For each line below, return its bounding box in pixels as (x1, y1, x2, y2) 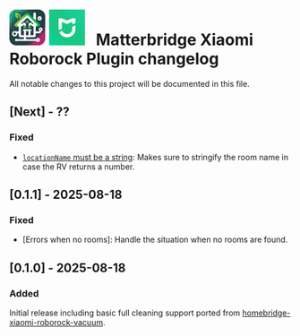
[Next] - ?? (9, 104, 70, 120)
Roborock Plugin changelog (9, 49, 219, 69)
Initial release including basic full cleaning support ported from (9, 307, 241, 318)
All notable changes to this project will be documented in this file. (9, 78, 251, 89)
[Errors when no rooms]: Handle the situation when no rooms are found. (21, 234, 288, 246)
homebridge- (241, 307, 291, 318)
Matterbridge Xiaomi (95, 30, 253, 50)
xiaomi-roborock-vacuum (9, 317, 104, 327)
